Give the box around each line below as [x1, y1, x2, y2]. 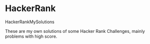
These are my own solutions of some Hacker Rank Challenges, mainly [5, 28, 145, 34]
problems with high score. [5, 33, 57, 39]
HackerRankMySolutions [5, 19, 55, 25]
